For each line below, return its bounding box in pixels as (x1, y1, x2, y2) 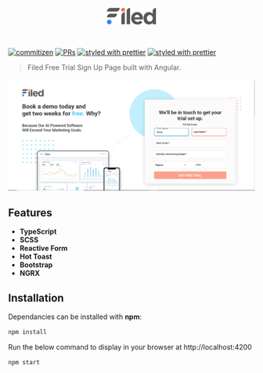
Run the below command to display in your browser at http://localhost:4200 (8, 342, 252, 352)
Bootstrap (19, 260, 53, 270)
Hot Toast (19, 252, 52, 262)
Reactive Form (19, 244, 68, 253)
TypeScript (19, 227, 57, 237)
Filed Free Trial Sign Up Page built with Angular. (27, 63, 182, 72)
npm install (8, 328, 47, 336)
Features (8, 206, 52, 219)
